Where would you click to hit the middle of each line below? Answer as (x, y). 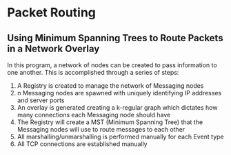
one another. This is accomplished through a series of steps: (93, 72)
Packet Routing (52, 13)
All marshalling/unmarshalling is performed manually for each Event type (120, 136)
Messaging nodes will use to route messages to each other (101, 129)
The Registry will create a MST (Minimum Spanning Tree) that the (110, 122)
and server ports (41, 100)
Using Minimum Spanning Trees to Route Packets (115, 38)
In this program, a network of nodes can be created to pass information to (112, 65)
